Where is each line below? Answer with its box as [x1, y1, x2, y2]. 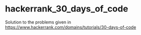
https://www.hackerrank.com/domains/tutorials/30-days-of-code [5, 24, 136, 30]
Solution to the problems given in [5, 19, 71, 25]
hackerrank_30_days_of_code [5, 3, 128, 14]
